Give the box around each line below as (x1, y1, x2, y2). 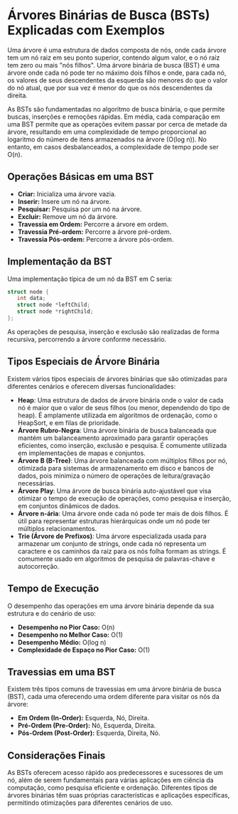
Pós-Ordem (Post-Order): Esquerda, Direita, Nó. (17, 729, 161, 737)
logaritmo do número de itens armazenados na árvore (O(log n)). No (7, 135, 207, 144)
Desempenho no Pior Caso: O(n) (17, 623, 115, 631)
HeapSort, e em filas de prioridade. (17, 418, 121, 427)
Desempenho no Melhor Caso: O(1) (17, 630, 123, 639)
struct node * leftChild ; (16, 301, 91, 309)
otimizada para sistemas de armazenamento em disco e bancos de (17, 464, 215, 472)
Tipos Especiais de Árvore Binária (7, 355, 160, 368)
